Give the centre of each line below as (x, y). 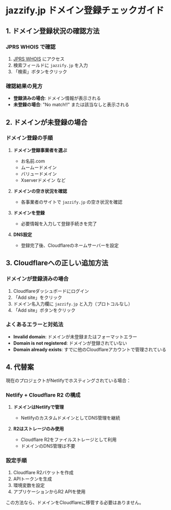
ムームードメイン (39, 167)
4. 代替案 (20, 367)
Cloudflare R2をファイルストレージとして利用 (69, 439)
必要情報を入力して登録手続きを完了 (59, 223)
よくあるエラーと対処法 (34, 324)
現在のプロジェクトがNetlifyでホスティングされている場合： (68, 380)
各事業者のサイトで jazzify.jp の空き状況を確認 (72, 202)
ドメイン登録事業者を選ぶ (40, 150)
